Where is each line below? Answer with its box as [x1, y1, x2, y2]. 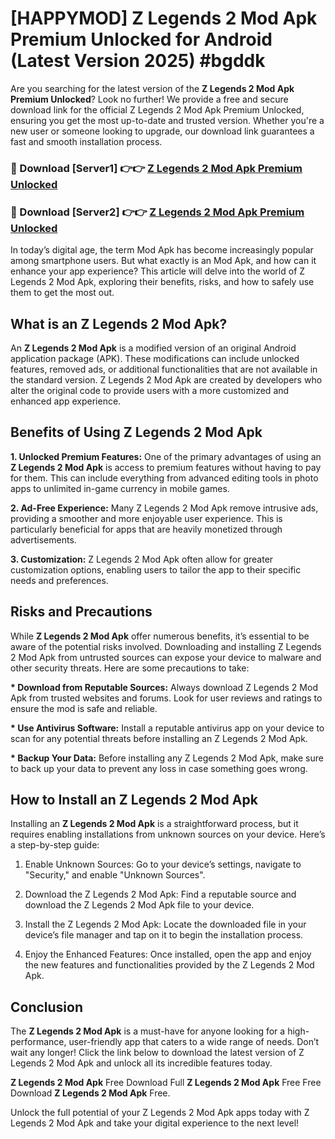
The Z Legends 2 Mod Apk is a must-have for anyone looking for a [10, 1025, 286, 1037]
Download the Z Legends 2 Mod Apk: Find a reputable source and [24, 888, 297, 901]
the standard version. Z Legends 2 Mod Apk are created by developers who [10, 373, 323, 386]
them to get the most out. [10, 287, 115, 299]
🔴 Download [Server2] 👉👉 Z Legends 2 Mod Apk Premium [10, 205, 305, 219]
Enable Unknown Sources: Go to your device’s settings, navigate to [24, 858, 302, 871]
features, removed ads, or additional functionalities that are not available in [10, 363, 318, 375]
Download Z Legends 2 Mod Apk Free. [10, 1087, 171, 1099]
